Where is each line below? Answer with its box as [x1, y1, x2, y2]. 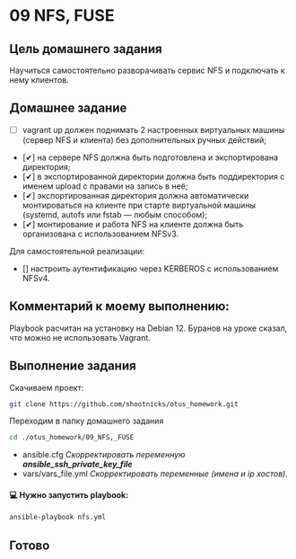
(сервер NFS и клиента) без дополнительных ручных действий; [22, 134, 267, 145]
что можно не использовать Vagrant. [9, 332, 151, 342]
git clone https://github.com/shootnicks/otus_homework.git [9, 399, 239, 409]
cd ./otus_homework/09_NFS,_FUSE [9, 433, 135, 442]
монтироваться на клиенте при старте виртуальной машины [22, 200, 257, 210]
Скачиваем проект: [9, 382, 84, 393]
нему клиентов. [9, 75, 69, 85]
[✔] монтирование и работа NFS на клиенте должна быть [22, 218, 244, 229]
